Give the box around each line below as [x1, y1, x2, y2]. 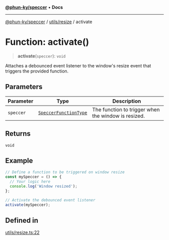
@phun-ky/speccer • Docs [5, 5, 63, 10]
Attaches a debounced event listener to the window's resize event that [5, 62, 151, 68]
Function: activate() [5, 36, 90, 48]
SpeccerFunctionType [38, 110, 88, 115]
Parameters [5, 83, 43, 91]
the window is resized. [92, 112, 145, 119]
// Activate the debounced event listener [5, 197, 96, 203]
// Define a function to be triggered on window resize [5, 170, 125, 175]
